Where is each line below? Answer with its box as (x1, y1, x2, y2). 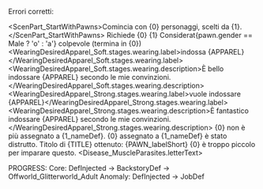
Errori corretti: (8, 7, 54, 16)
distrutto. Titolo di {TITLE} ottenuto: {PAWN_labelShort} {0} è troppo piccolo (8, 140, 256, 149)
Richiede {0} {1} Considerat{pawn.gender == (106, 31, 253, 40)
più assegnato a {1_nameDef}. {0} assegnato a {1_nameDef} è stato (8, 131, 227, 141)
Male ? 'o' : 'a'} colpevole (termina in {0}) (8, 39, 142, 48)
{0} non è (214, 123, 246, 132)
